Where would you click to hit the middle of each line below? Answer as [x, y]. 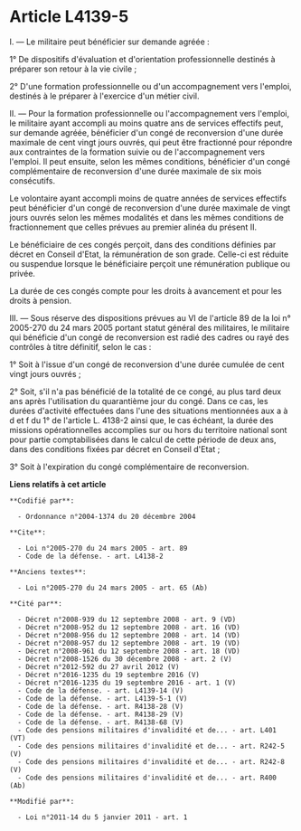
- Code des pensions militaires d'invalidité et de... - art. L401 [147, 730]
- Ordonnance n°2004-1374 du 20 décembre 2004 [107, 516]
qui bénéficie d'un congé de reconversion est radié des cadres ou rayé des [149, 337]
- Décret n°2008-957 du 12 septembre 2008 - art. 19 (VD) [129, 643]
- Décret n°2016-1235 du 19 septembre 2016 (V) [109, 675]
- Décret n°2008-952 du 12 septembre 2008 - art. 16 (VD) [129, 627]
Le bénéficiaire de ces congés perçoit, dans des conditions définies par [143, 244]
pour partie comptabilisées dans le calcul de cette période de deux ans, [143, 439]
